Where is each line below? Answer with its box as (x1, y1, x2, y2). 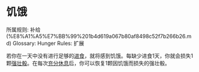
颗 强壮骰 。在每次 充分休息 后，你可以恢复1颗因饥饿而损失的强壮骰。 (6, 60, 170, 67)
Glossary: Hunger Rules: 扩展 (13, 40, 85, 47)
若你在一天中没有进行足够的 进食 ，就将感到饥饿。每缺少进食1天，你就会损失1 (6, 52, 194, 59)
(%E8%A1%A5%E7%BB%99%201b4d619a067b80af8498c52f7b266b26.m (6, 32, 192, 40)
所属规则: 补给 (6, 26, 41, 33)
